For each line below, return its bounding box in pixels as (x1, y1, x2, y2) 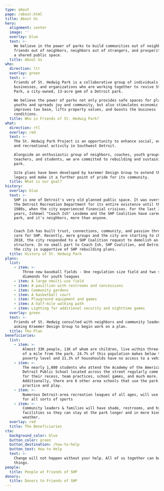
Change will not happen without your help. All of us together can (14, 456, 154, 461)
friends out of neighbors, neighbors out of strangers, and (14, 48, 139, 53)
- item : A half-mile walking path (14, 301, 84, 306)
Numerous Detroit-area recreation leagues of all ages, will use (22, 392, 159, 397)
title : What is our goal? (9, 179, 62, 184)
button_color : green (9, 438, 51, 443)
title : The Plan (9, 328, 42, 334)
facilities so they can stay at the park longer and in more (22, 410, 150, 415)
